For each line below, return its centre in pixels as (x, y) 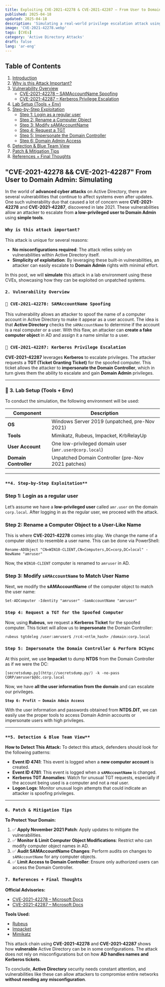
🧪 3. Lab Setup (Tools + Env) (39, 390)
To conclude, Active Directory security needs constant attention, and (75, 969)
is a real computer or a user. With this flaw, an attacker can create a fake (79, 330)
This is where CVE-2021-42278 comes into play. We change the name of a (81, 535)
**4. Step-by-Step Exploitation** (46, 483)
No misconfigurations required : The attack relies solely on (72, 250)
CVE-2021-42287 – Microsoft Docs (48, 904)
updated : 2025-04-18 (26, 19)
